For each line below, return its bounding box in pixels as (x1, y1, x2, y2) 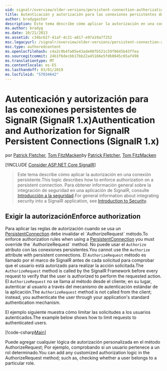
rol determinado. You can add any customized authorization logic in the (5, 349, 150, 356)
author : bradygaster (5, 16, 48, 21)
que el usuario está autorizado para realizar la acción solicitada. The (5, 262, 144, 269)
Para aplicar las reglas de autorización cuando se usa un (5, 225, 121, 231)
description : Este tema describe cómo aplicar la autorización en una (5, 21, 155, 26)
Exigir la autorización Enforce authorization (5, 212, 141, 221)
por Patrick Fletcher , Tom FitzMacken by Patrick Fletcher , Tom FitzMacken (5, 152, 157, 158)
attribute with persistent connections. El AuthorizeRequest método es (5, 252, 147, 258)
